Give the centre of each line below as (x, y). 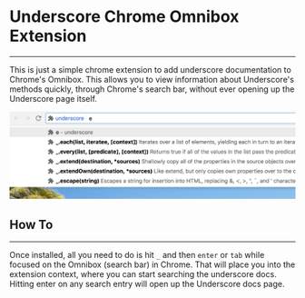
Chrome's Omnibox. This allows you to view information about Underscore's (152, 79)
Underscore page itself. (54, 98)
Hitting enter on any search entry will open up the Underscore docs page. (147, 283)
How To (31, 224)
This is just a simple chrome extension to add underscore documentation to (151, 69)
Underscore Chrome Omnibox (124, 17)
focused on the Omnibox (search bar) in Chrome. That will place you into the (152, 264)
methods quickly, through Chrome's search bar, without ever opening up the (152, 89)
